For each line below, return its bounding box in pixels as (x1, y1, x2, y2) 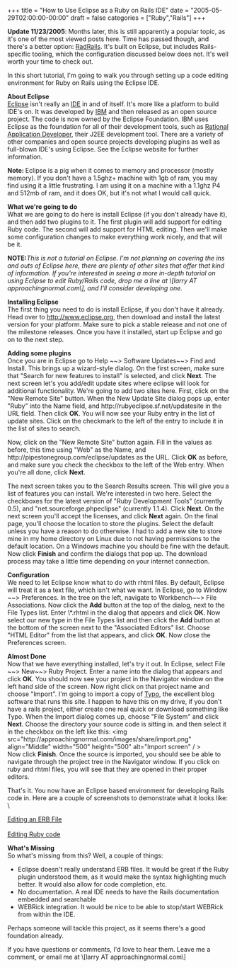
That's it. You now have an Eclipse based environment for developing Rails (7, 786, 225, 795)
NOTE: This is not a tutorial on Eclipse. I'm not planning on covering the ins (7, 254, 225, 262)
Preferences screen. (7, 639, 67, 647)
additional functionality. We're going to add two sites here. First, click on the (7, 387, 229, 395)
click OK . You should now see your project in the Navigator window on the (7, 675, 224, 683)
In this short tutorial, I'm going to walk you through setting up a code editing (7, 71, 229, 79)
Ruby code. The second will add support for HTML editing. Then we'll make (7, 225, 228, 233)
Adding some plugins (7, 349, 71, 357)
